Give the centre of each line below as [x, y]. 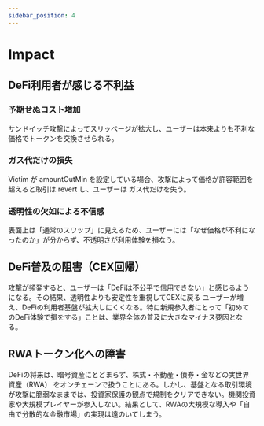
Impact [31, 54]
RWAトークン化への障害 [67, 354]
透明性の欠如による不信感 [56, 211]
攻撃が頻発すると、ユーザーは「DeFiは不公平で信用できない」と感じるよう [129, 287]
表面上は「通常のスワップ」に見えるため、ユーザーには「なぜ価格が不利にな [132, 230]
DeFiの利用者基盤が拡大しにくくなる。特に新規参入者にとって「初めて [136, 307]
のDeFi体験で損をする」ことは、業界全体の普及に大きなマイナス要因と [122, 317]
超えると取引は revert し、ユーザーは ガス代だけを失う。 [99, 189]
